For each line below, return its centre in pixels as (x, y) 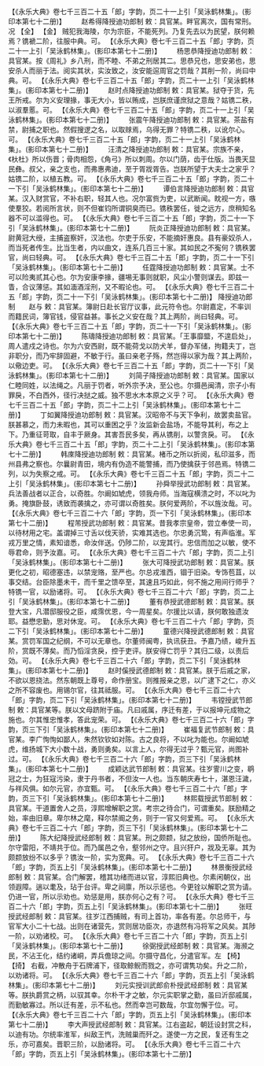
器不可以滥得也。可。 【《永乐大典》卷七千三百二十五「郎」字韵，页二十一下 (131, 218)
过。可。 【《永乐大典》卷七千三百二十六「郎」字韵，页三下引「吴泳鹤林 (125, 759)
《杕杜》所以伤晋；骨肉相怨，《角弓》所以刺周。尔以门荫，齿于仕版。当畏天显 (132, 159)
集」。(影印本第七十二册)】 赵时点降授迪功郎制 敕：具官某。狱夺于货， (128, 90)
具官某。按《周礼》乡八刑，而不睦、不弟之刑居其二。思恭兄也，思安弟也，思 (132, 61)
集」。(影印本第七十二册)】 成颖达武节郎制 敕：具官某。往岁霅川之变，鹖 (132, 769)
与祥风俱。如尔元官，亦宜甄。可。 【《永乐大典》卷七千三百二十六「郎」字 (128, 788)
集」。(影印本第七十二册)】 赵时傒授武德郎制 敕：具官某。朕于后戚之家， (132, 670)
